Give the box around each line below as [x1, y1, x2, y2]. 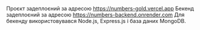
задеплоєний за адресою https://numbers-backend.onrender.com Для [6, 11, 185, 18]
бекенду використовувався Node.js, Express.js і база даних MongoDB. [6, 18, 186, 24]
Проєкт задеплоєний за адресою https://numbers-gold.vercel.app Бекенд [6, 5, 195, 12]
